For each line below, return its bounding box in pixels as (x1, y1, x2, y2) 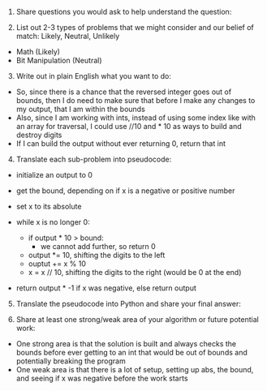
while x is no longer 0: (15, 217, 91, 226)
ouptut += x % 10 (28, 259, 87, 269)
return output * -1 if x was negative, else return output (15, 283, 196, 293)
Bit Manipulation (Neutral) (15, 56, 103, 65)
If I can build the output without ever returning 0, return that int (15, 139, 226, 148)
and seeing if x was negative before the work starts (15, 373, 188, 383)
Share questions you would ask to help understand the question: (15, 7, 232, 16)
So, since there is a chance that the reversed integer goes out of (15, 87, 232, 97)
